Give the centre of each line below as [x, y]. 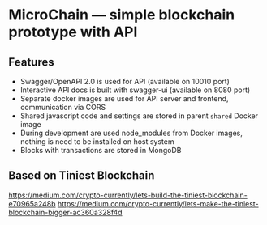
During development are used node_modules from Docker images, [131, 133]
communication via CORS [63, 107]
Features [31, 62]
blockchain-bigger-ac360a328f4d [66, 212]
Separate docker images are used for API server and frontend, [124, 98]
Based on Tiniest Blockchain [82, 176]
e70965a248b [32, 203]
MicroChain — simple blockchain [122, 15]
